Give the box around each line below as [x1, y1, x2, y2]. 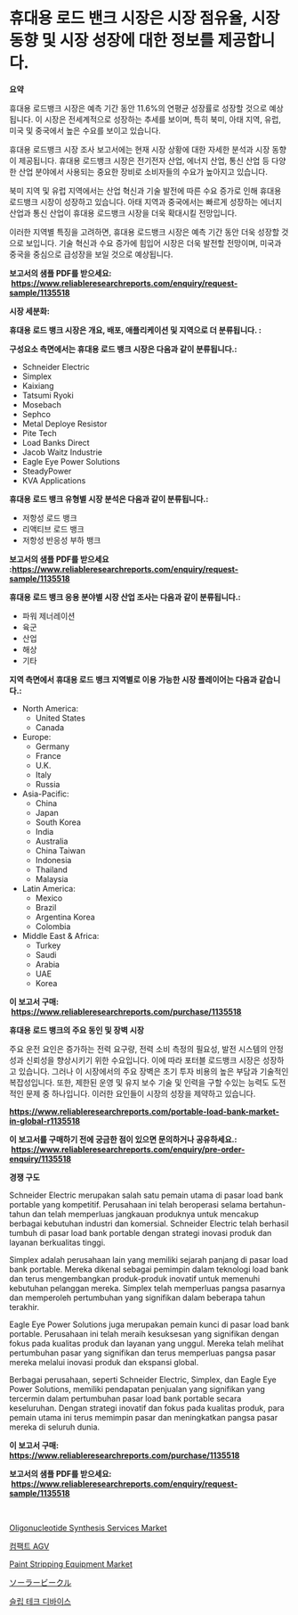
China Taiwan [35, 845, 86, 856]
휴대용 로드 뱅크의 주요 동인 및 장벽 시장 [9, 1025, 145, 1035]
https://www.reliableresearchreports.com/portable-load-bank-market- [9, 1106, 280, 1116]
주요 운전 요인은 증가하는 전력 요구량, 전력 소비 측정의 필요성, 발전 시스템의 [9, 1043, 268, 1054]
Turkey [35, 940, 61, 951]
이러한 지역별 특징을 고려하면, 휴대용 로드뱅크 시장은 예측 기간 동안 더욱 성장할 [9, 227, 280, 237]
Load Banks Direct [21, 437, 91, 448]
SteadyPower [21, 466, 72, 476]
